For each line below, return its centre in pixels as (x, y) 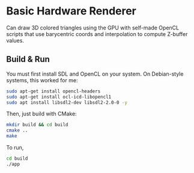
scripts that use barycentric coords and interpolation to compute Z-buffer (97, 34)
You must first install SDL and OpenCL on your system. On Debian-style (95, 74)
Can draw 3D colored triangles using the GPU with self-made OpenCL (92, 28)
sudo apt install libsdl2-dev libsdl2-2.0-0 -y (67, 102)
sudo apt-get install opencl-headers (53, 91)
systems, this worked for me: (42, 80)
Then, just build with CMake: (41, 114)
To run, (15, 147)
